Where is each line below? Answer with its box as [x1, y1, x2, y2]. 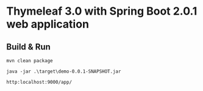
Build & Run [6, 42, 51, 52]
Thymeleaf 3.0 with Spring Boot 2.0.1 [6, 4, 198, 18]
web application [6, 17, 90, 31]
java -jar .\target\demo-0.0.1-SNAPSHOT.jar [6, 68, 121, 75]
